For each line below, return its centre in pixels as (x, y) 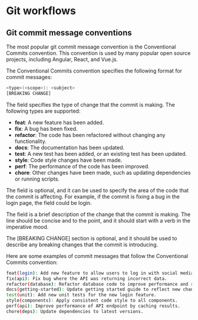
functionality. (30, 141)
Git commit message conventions (69, 33)
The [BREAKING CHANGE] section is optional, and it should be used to (92, 238)
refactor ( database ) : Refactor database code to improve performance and (97, 284)
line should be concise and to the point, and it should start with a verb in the (98, 220)
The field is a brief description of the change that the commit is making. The (98, 214)
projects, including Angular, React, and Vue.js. (62, 59)
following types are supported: (43, 111)
